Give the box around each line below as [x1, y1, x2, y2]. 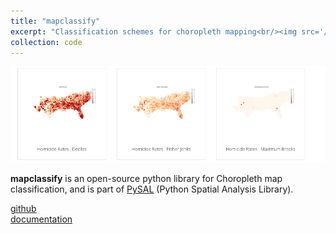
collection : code [10, 37, 83, 47]
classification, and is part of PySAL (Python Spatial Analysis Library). [10, 183, 294, 195]
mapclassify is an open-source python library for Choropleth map [10, 173, 283, 185]
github [10, 203, 37, 215]
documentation [10, 213, 73, 225]
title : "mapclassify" [10, 16, 101, 26]
